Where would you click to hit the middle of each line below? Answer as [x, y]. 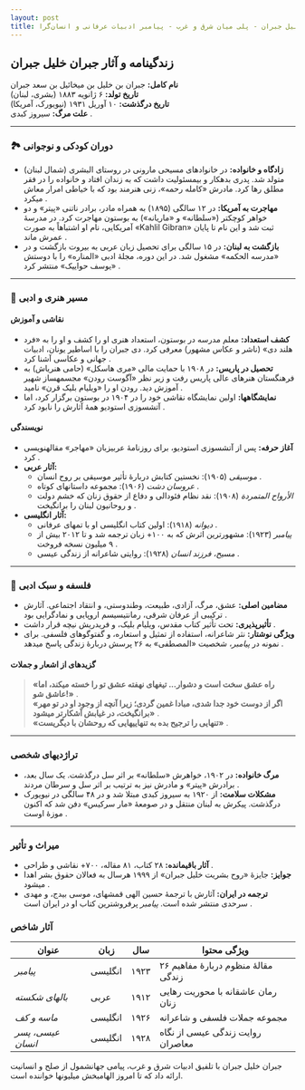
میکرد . [35, 198]
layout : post [35, 18]
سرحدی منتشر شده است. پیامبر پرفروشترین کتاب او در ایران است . [138, 903]
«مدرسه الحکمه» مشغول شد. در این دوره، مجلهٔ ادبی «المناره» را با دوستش [151, 256]
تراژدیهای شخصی [44, 755]
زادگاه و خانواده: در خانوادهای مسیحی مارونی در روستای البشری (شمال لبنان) [153, 169]
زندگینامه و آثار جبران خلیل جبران [92, 63]
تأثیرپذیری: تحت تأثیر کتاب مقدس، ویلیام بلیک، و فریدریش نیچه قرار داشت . [149, 624]
